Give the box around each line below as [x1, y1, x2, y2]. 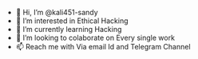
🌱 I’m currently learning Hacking [15, 25, 122, 33]
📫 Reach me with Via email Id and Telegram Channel [15, 42, 191, 51]
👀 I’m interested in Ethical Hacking [15, 16, 129, 26]
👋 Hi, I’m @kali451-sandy [15, 8, 98, 17]
